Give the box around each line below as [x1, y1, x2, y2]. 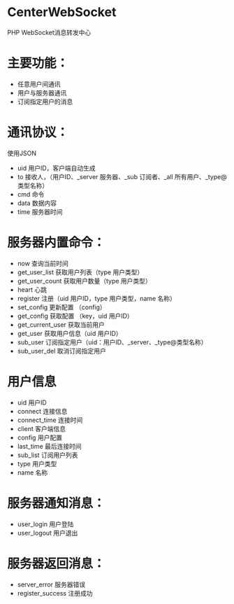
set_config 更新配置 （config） [17, 302, 106, 311]
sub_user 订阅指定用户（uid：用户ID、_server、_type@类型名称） [17, 337, 207, 346]
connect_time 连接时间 [17, 416, 83, 424]
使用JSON [7, 148, 37, 157]
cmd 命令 [17, 190, 45, 198]
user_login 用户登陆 [17, 519, 74, 528]
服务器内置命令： [7, 235, 106, 251]
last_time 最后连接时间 [17, 442, 82, 450]
